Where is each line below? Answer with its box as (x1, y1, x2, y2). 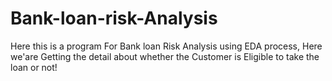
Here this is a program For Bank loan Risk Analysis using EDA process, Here (10, 40, 323, 52)
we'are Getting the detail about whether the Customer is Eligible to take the (10, 50, 320, 62)
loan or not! (10, 61, 58, 73)
